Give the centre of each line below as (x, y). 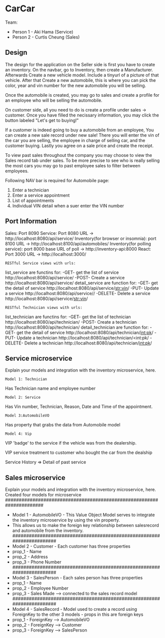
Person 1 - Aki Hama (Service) (43, 32)
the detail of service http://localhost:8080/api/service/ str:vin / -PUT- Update (82, 288)
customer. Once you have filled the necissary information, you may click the (82, 115)
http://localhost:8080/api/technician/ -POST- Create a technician (71, 322)
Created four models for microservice (43, 495)
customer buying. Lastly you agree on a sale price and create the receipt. (79, 146)
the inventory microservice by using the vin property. (66, 520)
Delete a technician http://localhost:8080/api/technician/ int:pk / (88, 343)
